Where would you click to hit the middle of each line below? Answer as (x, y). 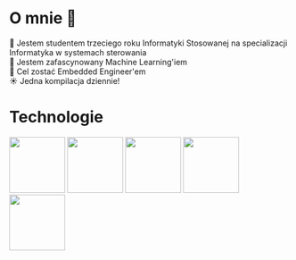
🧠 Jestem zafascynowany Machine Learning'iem (99, 62)
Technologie (57, 117)
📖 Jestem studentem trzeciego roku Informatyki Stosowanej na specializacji (148, 43)
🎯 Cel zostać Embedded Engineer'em (78, 71)
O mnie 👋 (43, 18)
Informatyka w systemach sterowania (78, 52)
